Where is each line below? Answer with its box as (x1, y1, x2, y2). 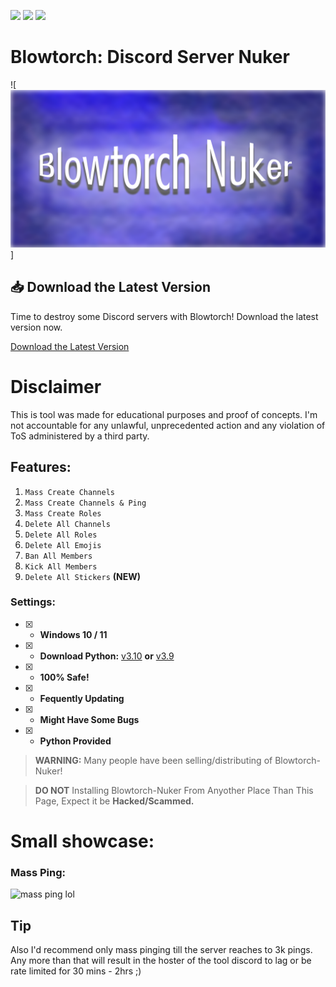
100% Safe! (39, 671, 90, 683)
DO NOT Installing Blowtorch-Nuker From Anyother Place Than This (34, 784, 314, 796)
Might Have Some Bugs (39, 713, 140, 725)
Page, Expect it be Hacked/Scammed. (34, 795, 195, 807)
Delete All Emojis (24, 540, 102, 550)
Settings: (10, 595, 56, 609)
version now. (10, 321, 63, 333)
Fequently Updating (39, 692, 125, 704)
